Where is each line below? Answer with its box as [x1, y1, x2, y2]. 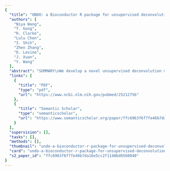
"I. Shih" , [14, 40, 37, 46]
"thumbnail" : [9, 144, 37, 149]
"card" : [9, 149, 26, 154]
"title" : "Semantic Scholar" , [18, 106, 82, 111]
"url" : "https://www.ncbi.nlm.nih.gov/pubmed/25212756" [18, 92, 139, 97]
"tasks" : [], [9, 135, 37, 140]
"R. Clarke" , [14, 31, 42, 36]
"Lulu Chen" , [14, 36, 42, 41]
